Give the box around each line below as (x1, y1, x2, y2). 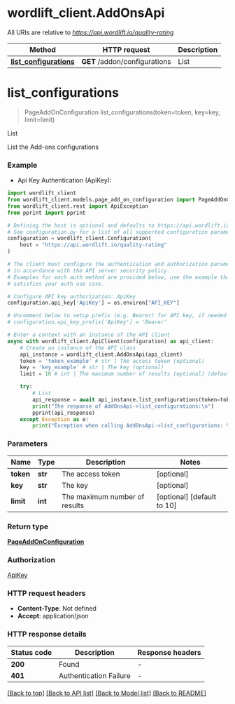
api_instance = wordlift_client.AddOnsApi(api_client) (20, 351, 183, 358)
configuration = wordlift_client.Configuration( (7, 235, 152, 242)
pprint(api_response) (32, 409, 96, 416)
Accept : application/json (17, 612, 89, 620)
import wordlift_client (7, 190, 77, 197)
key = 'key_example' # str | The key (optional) (20, 364, 164, 371)
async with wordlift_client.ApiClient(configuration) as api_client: (7, 338, 215, 345)
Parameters (7, 439, 48, 449)
